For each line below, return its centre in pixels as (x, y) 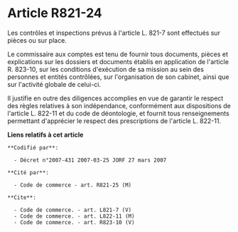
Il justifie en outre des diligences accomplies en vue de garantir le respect (115, 98)
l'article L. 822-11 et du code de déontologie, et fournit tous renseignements (118, 113)
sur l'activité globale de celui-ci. (54, 84)
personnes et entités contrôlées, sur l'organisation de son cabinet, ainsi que (118, 77)
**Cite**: (22, 197)
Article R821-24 (55, 13)
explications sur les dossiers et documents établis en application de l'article (118, 61)
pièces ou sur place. (37, 40)
